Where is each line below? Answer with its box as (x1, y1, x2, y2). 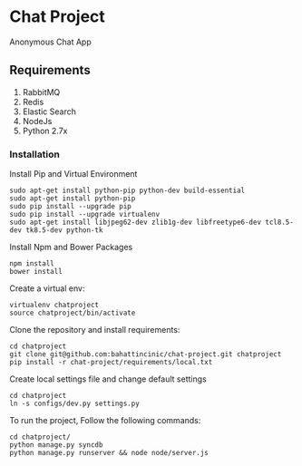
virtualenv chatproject (9, 301, 100, 310)
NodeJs (22, 115, 53, 126)
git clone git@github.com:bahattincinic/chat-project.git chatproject (9, 350, 282, 359)
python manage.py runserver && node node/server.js (9, 449, 209, 458)
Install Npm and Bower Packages (9, 242, 133, 253)
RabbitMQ (22, 86, 61, 97)
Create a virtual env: (9, 283, 85, 294)
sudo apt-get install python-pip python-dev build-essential (9, 186, 246, 196)
